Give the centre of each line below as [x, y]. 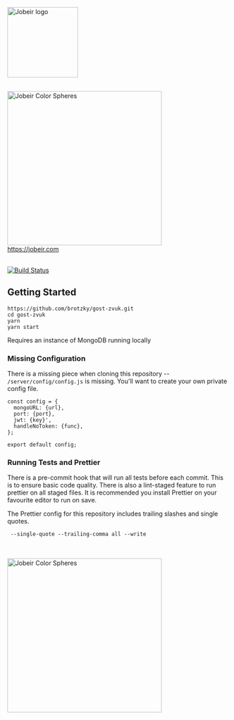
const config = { [33, 402]
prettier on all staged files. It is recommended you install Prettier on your [112, 492]
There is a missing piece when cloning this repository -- [88, 374]
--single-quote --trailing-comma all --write [78, 534]
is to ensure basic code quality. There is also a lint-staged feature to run [112, 485]
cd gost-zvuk [26, 315]
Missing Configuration [47, 358]
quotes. [18, 521]
